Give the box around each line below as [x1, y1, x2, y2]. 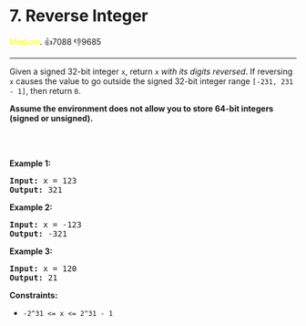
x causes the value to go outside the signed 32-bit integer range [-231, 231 [9, 75, 294, 87]
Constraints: [9, 289, 58, 300]
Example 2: [9, 202, 53, 213]
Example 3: [9, 246, 53, 257]
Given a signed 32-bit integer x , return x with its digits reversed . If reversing [9, 66, 293, 77]
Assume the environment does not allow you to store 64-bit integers [9, 102, 274, 114]
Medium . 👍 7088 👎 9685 [9, 36, 102, 47]
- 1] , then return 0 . [9, 85, 81, 96]
